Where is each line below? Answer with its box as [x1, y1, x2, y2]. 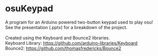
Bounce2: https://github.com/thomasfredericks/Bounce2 [5, 45, 122, 51]
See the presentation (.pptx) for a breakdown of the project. [5, 24, 128, 30]
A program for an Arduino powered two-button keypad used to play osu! [5, 19, 153, 25]
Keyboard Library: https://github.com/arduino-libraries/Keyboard [5, 40, 138, 46]
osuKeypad [5, 3, 54, 14]
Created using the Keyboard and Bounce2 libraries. [5, 35, 110, 41]
